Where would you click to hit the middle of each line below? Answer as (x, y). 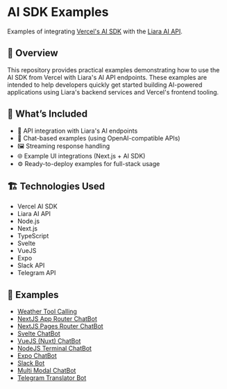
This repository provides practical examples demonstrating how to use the (113, 69)
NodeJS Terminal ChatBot (54, 349)
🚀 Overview (33, 53)
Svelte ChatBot (39, 333)
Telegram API (36, 273)
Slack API (31, 265)
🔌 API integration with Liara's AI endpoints (77, 131)
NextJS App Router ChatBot (57, 319)
